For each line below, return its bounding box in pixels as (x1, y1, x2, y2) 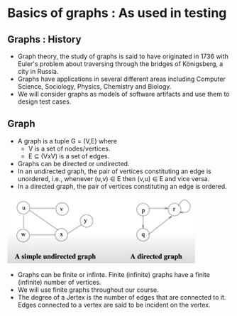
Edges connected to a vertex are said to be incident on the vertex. (17, 300, 211, 309)
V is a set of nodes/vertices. (28, 144, 111, 153)
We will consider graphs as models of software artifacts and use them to (17, 90, 230, 98)
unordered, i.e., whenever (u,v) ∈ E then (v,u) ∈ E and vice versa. (17, 174, 210, 182)
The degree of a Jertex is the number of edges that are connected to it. (17, 293, 226, 301)
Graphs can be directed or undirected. (17, 159, 130, 168)
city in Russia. (17, 67, 59, 75)
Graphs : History (7, 33, 82, 45)
